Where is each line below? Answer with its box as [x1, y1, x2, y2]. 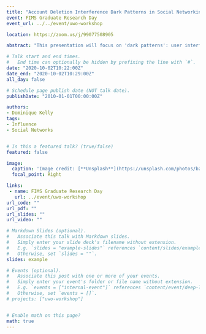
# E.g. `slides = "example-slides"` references [6, 245, 136, 251]
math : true [6, 318, 34, 324]
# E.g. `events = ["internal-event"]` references [6, 284, 141, 291]
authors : [6, 104, 29, 110]
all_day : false [6, 76, 45, 83]
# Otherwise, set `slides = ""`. [6, 251, 97, 257]
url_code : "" [6, 200, 40, 206]
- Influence [6, 121, 37, 127]
